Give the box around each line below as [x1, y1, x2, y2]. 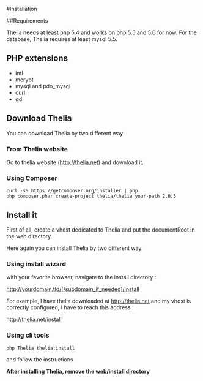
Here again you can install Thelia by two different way [6, 244, 142, 252]
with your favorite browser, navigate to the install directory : [6, 274, 157, 281]
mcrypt [15, 76, 34, 83]
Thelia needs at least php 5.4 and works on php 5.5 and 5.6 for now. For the [6, 29, 197, 36]
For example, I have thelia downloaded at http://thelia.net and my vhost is [6, 297, 191, 305]
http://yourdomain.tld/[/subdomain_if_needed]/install [6, 285, 139, 293]
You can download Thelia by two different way [6, 129, 124, 137]
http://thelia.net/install [6, 315, 62, 323]
